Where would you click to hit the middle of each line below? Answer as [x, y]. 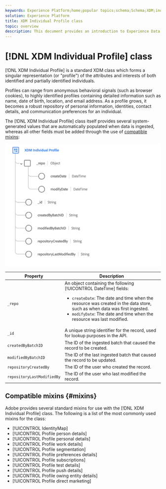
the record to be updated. [90, 360]
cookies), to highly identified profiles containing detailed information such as [83, 96]
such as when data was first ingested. [110, 309]
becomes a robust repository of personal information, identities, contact [78, 106]
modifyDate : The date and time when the [113, 314]
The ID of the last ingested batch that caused [110, 355]
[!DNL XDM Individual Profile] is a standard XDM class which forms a [75, 70]
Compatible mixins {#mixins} [51, 396]
